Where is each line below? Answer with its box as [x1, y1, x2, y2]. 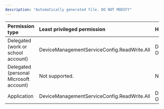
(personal [7, 69, 30, 76]
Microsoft [7, 75, 30, 82]
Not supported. [39, 72, 74, 79]
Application [7, 92, 34, 99]
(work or [7, 43, 27, 50]
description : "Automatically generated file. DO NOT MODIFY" [5, 7, 132, 12]
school [7, 49, 23, 56]
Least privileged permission [39, 25, 106, 32]
